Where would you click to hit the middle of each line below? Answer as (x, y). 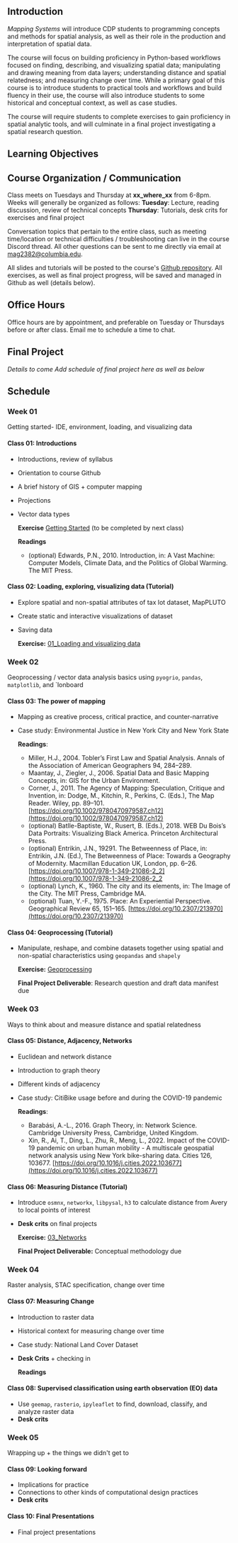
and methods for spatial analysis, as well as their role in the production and (117, 36)
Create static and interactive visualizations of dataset (95, 615)
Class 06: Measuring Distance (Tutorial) (68, 1186)
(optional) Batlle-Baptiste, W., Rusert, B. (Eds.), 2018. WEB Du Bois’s (127, 826)
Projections (34, 500)
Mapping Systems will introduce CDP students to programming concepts (114, 28)
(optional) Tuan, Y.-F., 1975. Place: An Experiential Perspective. (120, 901)
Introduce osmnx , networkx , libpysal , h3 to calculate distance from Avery (123, 1203)
